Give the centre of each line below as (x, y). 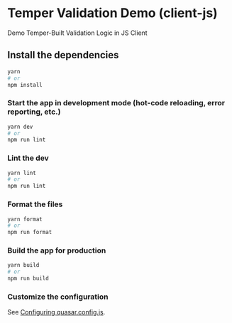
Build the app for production (57, 250)
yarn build (23, 265)
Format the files (35, 204)
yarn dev (20, 127)
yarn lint (22, 173)
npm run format (30, 233)
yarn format (25, 219)
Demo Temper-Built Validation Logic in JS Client (77, 33)
